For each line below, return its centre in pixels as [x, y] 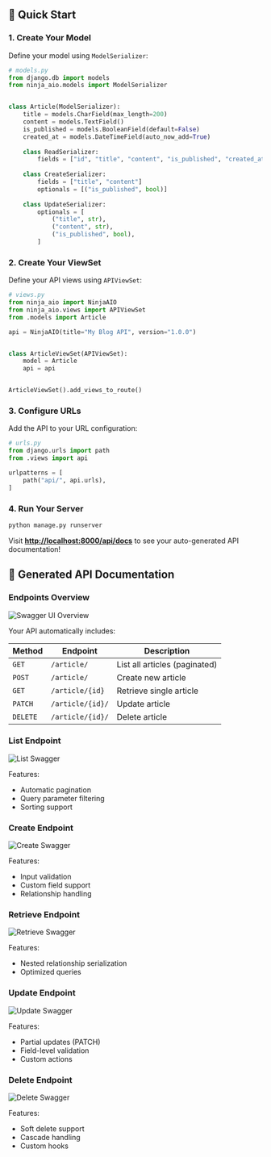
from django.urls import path [59, 451]
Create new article [151, 677]
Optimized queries [51, 972]
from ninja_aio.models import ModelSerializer [88, 86]
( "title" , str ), [79, 219]
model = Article [50, 361]
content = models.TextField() [74, 122]
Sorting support [46, 807]
